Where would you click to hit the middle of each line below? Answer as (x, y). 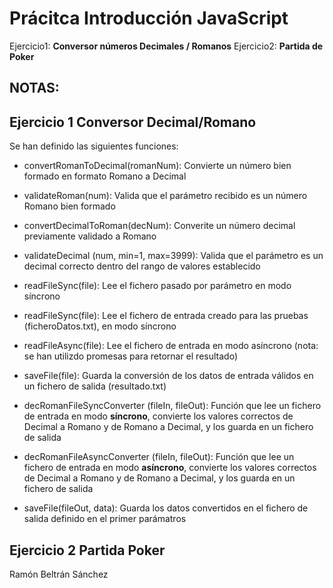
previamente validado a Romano (90, 236)
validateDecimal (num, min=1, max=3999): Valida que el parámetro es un (173, 256)
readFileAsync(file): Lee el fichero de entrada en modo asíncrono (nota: (171, 346)
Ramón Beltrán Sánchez (59, 574)
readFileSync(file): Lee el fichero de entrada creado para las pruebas (166, 316)
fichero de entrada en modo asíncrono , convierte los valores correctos (170, 468)
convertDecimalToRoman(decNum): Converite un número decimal (159, 226)
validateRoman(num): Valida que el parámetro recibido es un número (165, 196)
